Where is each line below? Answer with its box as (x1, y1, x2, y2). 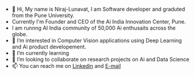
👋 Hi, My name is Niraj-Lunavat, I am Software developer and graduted (11, 6, 185, 12)
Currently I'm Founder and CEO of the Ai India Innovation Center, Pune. (11, 18, 186, 25)
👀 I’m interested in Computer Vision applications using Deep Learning (11, 37, 183, 44)
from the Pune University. (11, 12, 75, 19)
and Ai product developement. (11, 43, 86, 50)
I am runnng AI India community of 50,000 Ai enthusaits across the (11, 24, 176, 31)
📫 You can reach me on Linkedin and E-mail (11, 63, 121, 69)
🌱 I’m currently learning (11, 50, 70, 56)
